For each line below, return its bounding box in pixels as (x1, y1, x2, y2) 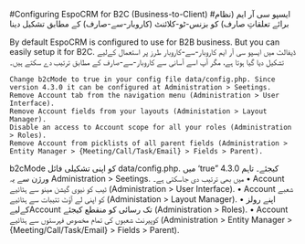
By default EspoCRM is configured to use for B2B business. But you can (9, 37, 280, 48)
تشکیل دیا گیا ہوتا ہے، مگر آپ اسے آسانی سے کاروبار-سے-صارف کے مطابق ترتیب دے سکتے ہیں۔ (9, 57, 285, 68)
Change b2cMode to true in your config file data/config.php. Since (9, 75, 276, 84)
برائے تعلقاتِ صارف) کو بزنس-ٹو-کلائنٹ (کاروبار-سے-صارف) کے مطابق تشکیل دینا (9, 18, 289, 29)
